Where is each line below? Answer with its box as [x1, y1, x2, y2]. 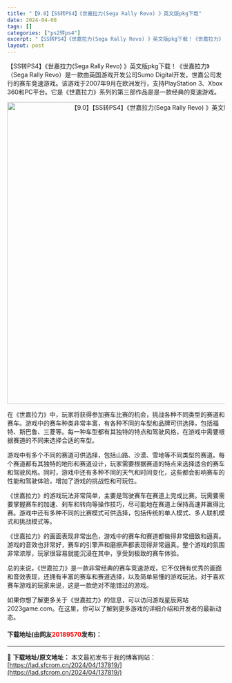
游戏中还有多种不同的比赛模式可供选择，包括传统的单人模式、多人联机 [19, 508, 219, 517]
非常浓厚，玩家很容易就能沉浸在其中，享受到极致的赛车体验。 [7, 549, 183, 557]
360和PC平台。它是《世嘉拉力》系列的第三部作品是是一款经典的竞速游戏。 [7, 88, 221, 96]
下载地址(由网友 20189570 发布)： [7, 630, 102, 638]
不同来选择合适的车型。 [30, 436, 98, 444]
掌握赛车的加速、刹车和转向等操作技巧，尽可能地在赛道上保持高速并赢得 [12, 500, 219, 508]
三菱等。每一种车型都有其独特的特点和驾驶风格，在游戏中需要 [43, 428, 219, 435]
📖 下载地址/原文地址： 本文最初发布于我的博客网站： [7, 653, 157, 662]
